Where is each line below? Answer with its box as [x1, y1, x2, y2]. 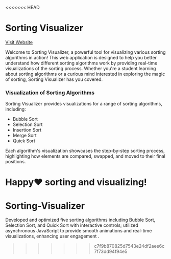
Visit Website [5, 39, 33, 45]
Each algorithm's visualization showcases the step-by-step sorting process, [5, 148, 165, 154]
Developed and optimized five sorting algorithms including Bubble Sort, [5, 217, 156, 223]
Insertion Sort [12, 127, 42, 133]
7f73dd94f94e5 [94, 248, 128, 255]
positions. [5, 159, 26, 165]
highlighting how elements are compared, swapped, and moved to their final [5, 153, 166, 159]
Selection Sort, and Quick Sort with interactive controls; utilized [5, 222, 139, 228]
